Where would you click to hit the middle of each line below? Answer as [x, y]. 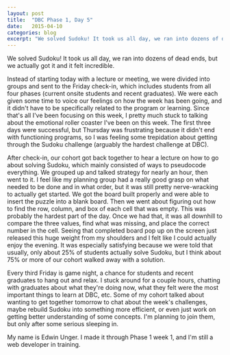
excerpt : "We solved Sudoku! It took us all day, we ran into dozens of [113, 39]
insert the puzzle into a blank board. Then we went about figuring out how [112, 201]
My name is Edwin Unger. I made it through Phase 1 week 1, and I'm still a [110, 337]
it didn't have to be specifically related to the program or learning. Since [108, 108]
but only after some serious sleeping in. [63, 324]
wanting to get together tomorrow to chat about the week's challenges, [107, 302]
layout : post [26, 13]
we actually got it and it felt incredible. [61, 66]
